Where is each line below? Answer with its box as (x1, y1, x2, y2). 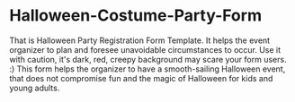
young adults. (9, 82, 60, 93)
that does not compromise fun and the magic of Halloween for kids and (9, 72, 273, 83)
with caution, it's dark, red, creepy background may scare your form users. (9, 54, 287, 64)
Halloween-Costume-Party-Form (9, 5, 263, 26)
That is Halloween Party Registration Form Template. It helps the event (9, 35, 271, 46)
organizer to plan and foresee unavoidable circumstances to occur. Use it (9, 44, 282, 55)
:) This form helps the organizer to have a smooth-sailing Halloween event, (9, 64, 286, 74)
